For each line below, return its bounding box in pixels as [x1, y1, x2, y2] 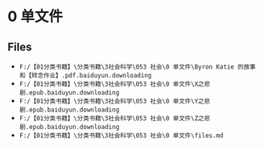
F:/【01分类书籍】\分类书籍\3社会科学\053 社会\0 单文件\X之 [19, 80, 204, 88]
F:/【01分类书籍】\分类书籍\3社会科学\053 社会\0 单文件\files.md [19, 132, 224, 140]
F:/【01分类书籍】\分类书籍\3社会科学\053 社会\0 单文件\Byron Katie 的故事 [19, 63, 256, 71]
